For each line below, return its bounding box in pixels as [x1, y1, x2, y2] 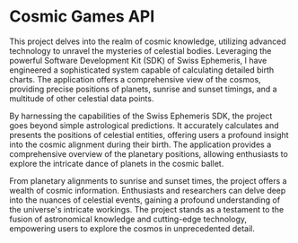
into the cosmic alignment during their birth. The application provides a [9, 139, 272, 150]
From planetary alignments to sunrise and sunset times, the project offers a [9, 175, 287, 186]
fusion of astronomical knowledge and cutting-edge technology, [9, 213, 248, 224]
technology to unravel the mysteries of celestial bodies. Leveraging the [9, 45, 272, 56]
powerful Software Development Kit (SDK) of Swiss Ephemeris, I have [9, 55, 267, 65]
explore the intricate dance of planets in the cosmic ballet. [9, 158, 224, 169]
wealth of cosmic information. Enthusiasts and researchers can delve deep [9, 185, 286, 195]
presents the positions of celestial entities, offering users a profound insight [9, 129, 289, 140]
